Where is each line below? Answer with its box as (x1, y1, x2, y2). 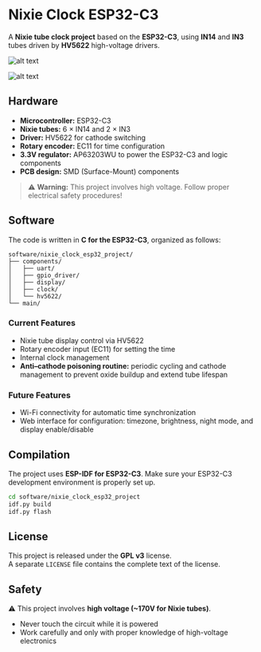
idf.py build (8, 500, 52, 508)
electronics (19, 636, 57, 646)
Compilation (8, 448, 70, 461)
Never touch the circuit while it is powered (19, 619, 159, 629)
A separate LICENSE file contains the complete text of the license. (8, 559, 220, 569)
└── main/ (8, 299, 41, 307)
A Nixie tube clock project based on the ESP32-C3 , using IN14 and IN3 (8, 32, 244, 41)
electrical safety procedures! (27, 190, 123, 200)
